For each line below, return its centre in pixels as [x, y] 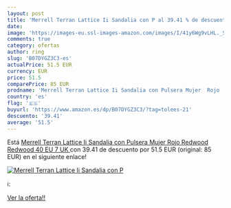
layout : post [26, 13]
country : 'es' [27, 97]
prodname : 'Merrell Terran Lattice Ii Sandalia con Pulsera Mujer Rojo [113, 90]
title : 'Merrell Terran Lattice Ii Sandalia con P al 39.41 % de [102, 20]
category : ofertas [33, 45]
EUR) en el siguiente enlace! [47, 156]
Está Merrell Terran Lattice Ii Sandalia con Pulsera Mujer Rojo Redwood [108, 142]
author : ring [26, 52]
